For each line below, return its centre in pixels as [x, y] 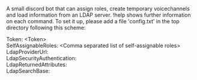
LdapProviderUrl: [27, 52]
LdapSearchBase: [28, 71]
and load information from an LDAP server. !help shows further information [98, 15]
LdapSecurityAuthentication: [41, 58]
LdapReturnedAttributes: [37, 64]
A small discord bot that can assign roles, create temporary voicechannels [98, 9]
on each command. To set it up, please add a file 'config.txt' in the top [93, 21]
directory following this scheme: [46, 27]
